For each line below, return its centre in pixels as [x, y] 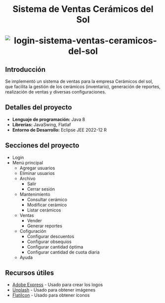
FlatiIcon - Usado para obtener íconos [51, 295]
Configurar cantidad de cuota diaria [63, 252]
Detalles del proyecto [39, 107]
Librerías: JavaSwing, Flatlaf [41, 124]
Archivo [27, 178]
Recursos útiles [30, 273]
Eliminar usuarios [37, 173]
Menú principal [28, 162]
